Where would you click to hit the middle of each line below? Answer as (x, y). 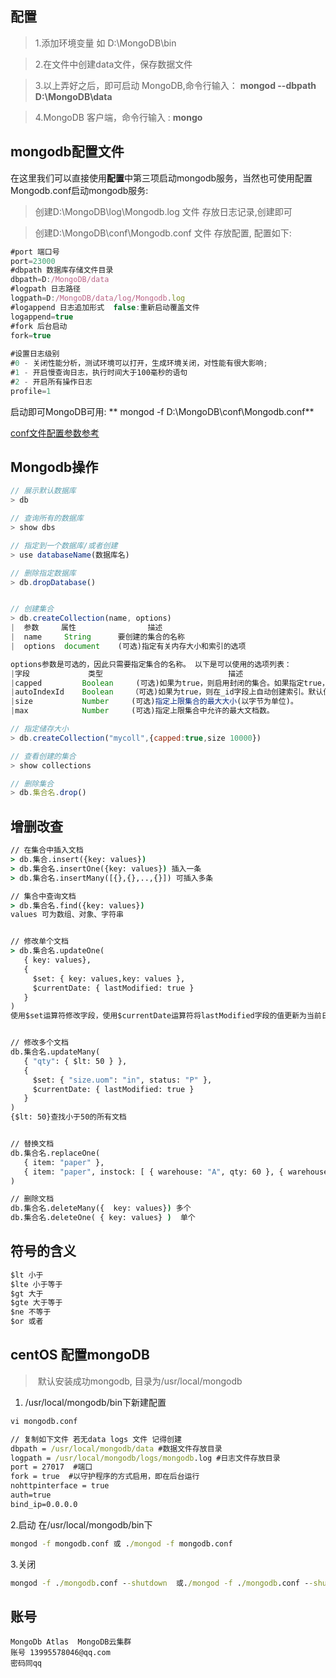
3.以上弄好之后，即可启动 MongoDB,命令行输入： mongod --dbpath (175, 85)
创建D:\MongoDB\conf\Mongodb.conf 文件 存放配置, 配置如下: (163, 233)
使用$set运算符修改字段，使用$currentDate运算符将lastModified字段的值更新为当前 (166, 1016)
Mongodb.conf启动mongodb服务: (79, 190)
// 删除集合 (32, 783)
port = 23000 (33, 261)
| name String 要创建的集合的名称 (97, 637)
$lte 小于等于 (36, 1284)
